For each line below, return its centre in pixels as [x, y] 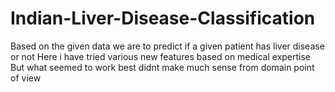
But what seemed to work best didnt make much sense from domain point [162, 67]
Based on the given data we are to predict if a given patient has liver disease [167, 46]
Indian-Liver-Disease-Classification [163, 18]
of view [26, 78]
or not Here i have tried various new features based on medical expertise [161, 56]
